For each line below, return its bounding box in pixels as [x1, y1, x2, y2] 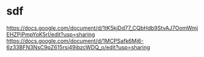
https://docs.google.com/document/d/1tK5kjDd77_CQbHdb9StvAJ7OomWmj [6, 24, 199, 32]
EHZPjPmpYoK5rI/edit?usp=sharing [6, 30, 95, 38]
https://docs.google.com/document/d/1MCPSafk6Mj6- [6, 37, 144, 44]
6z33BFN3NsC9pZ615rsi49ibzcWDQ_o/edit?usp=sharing [6, 44, 151, 51]
